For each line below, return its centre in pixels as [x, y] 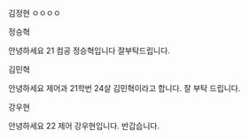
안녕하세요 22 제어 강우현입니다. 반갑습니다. [84, 126]
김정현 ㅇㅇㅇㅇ [35, 13]
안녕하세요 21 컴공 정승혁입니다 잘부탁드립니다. [89, 50]
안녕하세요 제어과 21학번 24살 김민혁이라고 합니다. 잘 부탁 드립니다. [124, 88]
